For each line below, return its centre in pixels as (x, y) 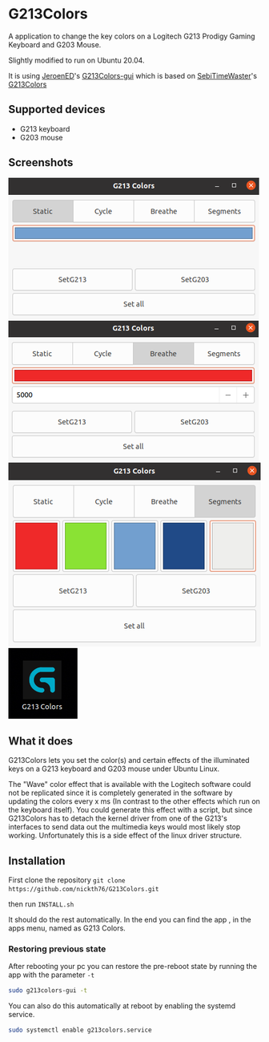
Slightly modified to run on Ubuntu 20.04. (76, 60)
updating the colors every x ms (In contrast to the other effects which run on (134, 801)
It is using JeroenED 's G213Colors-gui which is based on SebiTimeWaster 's (133, 75)
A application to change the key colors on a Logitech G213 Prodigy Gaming (132, 36)
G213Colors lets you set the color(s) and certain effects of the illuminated (129, 760)
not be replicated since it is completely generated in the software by (120, 793)
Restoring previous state (57, 949)
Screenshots (41, 162)
